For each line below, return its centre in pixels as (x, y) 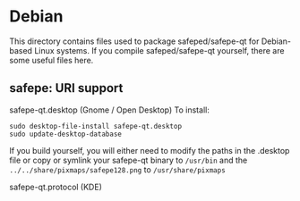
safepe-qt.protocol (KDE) (56, 187)
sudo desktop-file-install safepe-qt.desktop (95, 126)
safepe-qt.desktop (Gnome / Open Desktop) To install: (110, 110)
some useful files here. (51, 60)
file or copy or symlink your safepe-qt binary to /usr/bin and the (129, 160)
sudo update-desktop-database (66, 134)
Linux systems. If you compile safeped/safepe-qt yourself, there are (159, 50)
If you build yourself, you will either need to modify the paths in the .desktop (150, 150)
